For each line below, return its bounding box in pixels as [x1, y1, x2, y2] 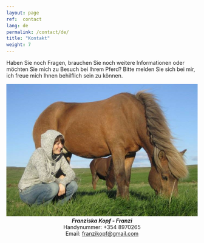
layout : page [6, 10, 39, 16]
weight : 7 [6, 42, 32, 48]
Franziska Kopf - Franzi [72, 217, 132, 224]
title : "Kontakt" [6, 35, 50, 42]
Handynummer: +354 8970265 [63, 224, 141, 231]
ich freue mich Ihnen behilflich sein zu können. [6, 72, 123, 79]
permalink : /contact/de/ [6, 29, 69, 35]
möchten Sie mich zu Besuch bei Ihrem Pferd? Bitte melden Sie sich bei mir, [6, 65, 195, 73]
